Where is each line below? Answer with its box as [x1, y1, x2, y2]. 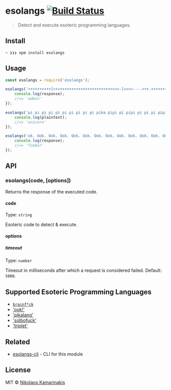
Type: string [5, 211, 32, 217]
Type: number [5, 258, 32, 264]
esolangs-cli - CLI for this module [12, 351, 83, 357]
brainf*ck [12, 302, 34, 308]
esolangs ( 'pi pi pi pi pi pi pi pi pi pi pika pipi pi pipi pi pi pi [5, 110, 156, 115]
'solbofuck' [12, 317, 37, 323]
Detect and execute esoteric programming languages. [17, 22, 131, 28]
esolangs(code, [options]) [5, 177, 71, 184]
